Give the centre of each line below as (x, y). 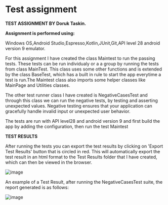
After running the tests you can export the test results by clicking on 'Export (84, 146)
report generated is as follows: (37, 187)
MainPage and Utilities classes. (38, 85)
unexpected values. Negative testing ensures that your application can (79, 106)
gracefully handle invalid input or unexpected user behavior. (68, 111)
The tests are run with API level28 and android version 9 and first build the (83, 121)
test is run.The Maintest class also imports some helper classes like (75, 80)
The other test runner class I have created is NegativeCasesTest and (76, 95)
